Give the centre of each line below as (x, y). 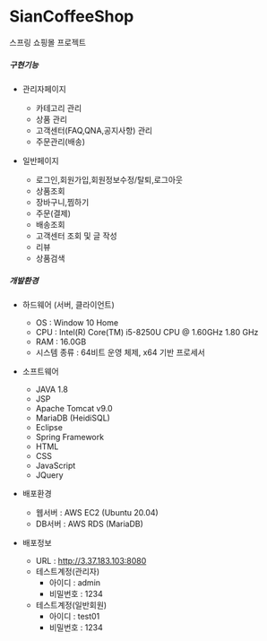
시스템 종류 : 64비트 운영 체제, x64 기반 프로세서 (121, 352)
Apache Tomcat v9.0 (74, 408)
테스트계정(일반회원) (71, 605)
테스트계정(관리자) (68, 571)
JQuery (50, 475)
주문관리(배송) (60, 142)
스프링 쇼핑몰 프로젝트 (48, 42)
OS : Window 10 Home (77, 322)
